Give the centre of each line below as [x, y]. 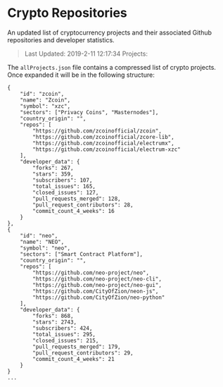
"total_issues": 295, [64, 334]
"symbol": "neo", [45, 248]
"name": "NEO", [42, 242]
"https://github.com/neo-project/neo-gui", [97, 285]
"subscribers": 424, [63, 328]
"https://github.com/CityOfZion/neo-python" [99, 297]
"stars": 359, [53, 174]
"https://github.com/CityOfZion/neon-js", [96, 291]
